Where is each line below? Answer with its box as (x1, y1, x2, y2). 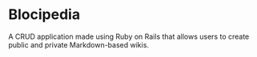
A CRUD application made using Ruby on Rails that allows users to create (8, 32, 250, 41)
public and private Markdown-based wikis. (8, 40, 150, 49)
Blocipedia (8, 6, 81, 24)
